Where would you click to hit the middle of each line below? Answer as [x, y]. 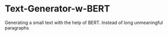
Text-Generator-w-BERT [57, 9]
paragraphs [17, 27]
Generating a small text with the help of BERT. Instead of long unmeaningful [84, 22]
